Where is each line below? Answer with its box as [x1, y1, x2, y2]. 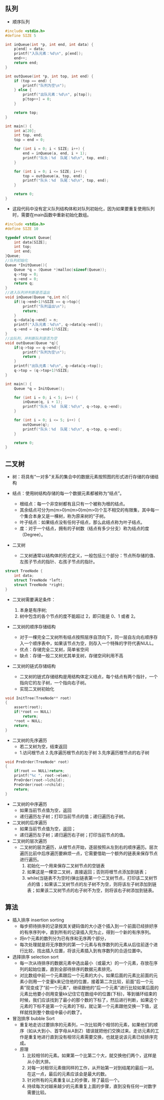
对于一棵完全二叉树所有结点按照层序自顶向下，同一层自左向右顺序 [19, 634, 154, 640]
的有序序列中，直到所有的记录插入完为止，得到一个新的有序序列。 [19, 929, 154, 935]
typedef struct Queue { [5, 235, 52, 240]
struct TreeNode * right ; [14, 582, 65, 587]
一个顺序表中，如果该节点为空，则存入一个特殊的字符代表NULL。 [24, 640, 157, 646]
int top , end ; [14, 133, 43, 138]
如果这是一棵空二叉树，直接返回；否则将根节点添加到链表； [27, 869, 148, 875]
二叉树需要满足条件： [12, 596, 56, 602]
